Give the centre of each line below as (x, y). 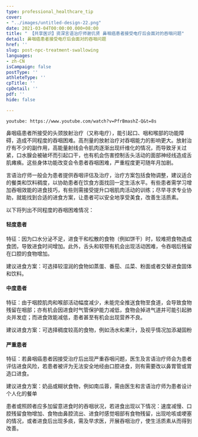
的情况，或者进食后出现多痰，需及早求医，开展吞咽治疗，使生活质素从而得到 (99, 421)
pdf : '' (16, 94)
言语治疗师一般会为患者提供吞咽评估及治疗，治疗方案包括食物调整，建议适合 (99, 175)
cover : (14, 17)
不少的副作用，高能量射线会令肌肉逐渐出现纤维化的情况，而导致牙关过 (101, 147)
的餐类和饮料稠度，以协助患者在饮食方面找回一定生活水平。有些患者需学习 (96, 182)
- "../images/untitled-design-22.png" (54, 23)
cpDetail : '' (22, 89)
